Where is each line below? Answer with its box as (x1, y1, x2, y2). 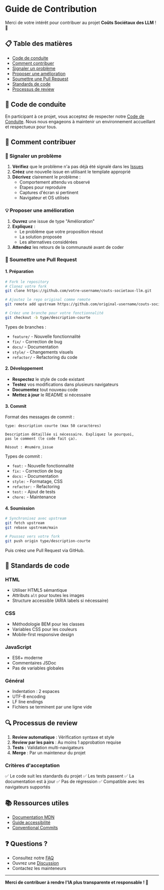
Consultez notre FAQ (12, 855, 54, 861)
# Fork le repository (5, 279, 49, 284)
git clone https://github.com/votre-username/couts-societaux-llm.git (5, 289, 152, 293)
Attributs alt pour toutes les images (12, 593, 84, 599)
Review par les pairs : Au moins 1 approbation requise (12, 739, 121, 745)
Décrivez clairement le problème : (12, 174, 81, 180)
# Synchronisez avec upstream (5, 516, 67, 521)
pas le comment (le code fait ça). (5, 436, 78, 441)
